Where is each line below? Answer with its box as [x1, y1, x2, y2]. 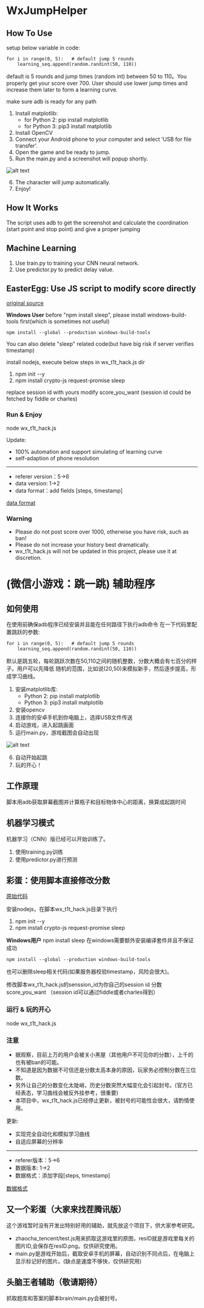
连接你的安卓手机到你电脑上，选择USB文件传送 [15, 714, 133, 721]
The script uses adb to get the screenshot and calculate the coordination [6, 219, 189, 226]
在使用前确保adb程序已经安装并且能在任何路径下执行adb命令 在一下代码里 [6, 621, 192, 628]
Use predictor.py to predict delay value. [15, 266, 114, 273]
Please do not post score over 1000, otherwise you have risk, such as [15, 528, 189, 535]
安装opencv [15, 706, 45, 713]
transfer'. [15, 142, 38, 149]
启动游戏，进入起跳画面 [15, 721, 74, 729]
